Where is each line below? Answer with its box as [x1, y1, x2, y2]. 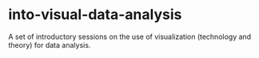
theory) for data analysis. [8, 40, 91, 49]
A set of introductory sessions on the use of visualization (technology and [8, 32, 252, 41]
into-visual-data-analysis [8, 6, 182, 24]
